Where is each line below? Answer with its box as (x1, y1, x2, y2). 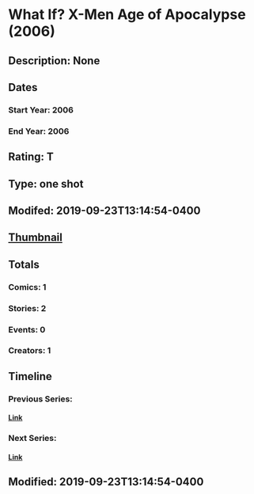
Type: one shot (8, 177, 84, 191)
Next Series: (8, 433, 57, 444)
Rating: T (8, 150, 54, 164)
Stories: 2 (8, 302, 47, 313)
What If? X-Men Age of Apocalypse (8, 6, 247, 24)
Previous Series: (8, 393, 73, 405)
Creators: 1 (8, 345, 51, 356)
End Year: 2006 (8, 125, 70, 136)
